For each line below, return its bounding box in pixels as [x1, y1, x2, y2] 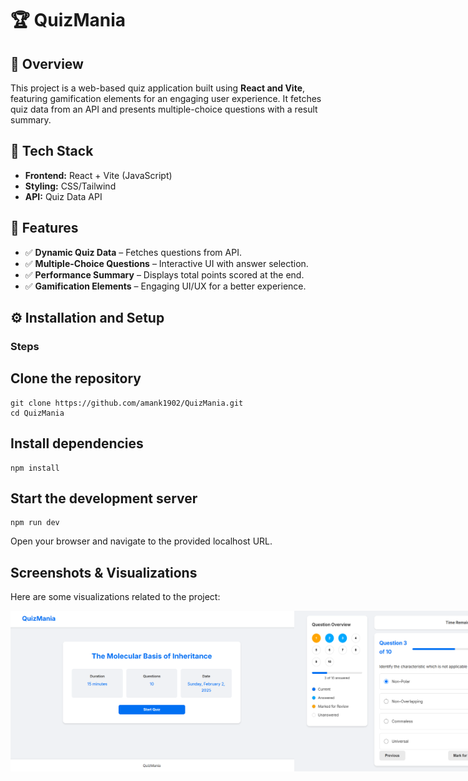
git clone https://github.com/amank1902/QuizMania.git [10, 398, 244, 408]
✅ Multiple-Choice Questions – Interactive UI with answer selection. [24, 257, 309, 269]
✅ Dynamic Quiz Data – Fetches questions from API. [24, 246, 242, 258]
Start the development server [10, 490, 198, 507]
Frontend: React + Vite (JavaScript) [24, 169, 173, 181]
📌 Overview [10, 55, 84, 72]
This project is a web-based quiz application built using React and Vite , [10, 82, 306, 94]
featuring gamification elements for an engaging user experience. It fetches [10, 93, 322, 104]
